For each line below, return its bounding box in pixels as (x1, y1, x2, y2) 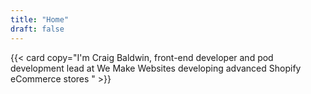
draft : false (10, 24, 65, 34)
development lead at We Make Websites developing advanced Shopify (10, 62, 302, 74)
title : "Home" (10, 14, 70, 25)
